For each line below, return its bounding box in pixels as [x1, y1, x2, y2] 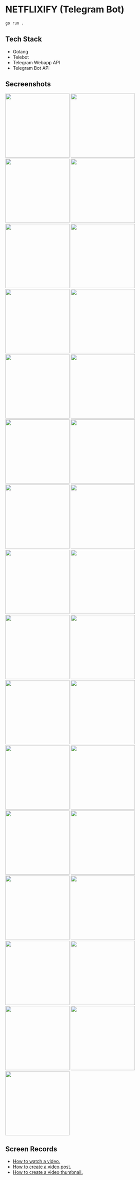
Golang [12, 48, 28, 54]
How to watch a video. [12, 1158, 61, 1165]
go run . [5, 21, 24, 26]
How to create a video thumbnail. [12, 1169, 83, 1175]
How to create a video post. [12, 1164, 72, 1170]
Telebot [12, 54, 29, 60]
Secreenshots [5, 80, 51, 88]
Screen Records [5, 1145, 57, 1153]
